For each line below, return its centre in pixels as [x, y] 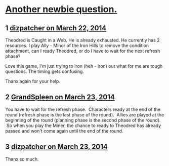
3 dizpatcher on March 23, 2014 [56, 147]
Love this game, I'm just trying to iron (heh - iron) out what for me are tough [84, 66]
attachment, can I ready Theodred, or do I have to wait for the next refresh [83, 51]
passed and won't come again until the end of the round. [64, 131]
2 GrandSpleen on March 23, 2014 [60, 97]
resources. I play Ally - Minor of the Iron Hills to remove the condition [77, 46]
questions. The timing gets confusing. [45, 71]
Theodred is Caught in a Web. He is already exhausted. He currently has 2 [82, 40]
